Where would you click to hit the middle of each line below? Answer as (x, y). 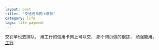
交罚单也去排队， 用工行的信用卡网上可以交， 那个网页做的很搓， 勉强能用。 (81, 37)
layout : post (18, 9)
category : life (20, 18)
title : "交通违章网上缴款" (30, 14)
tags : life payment (25, 23)
